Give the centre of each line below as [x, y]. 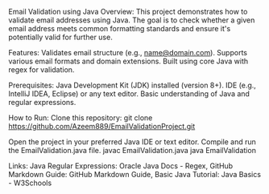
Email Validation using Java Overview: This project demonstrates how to [128, 12]
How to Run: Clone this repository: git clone [81, 118]
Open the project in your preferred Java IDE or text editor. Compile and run [132, 142]
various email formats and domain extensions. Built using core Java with [128, 61]
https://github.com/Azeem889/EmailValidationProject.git [102, 126]
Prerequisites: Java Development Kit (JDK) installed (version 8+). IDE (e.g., [132, 85]
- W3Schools [30, 183]
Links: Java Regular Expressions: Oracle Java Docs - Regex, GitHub [121, 166]
